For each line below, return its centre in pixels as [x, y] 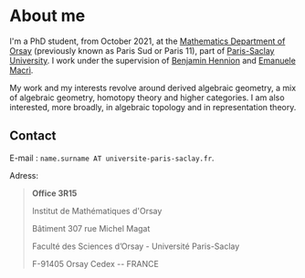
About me [47, 16]
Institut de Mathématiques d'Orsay [97, 211]
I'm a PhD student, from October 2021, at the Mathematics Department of [147, 41]
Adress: [24, 175]
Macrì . [21, 70]
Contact [33, 136]
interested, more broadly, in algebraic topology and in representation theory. [153, 107]
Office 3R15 [54, 193]
